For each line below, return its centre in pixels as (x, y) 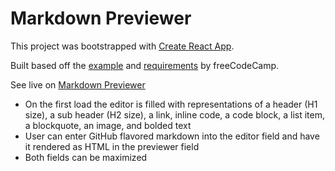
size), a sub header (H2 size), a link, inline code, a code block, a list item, (174, 114)
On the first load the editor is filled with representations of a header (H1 (171, 104)
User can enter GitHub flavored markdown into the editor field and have (172, 136)
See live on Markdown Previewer (78, 84)
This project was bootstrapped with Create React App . (122, 46)
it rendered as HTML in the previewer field (112, 146)
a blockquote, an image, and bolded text (108, 125)
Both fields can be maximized (86, 157)
